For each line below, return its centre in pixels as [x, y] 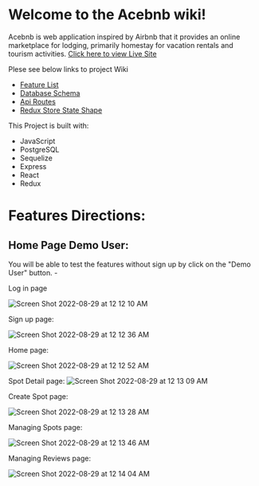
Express [33, 166]
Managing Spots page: [45, 427]
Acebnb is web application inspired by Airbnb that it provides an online [124, 37]
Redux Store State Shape [61, 110]
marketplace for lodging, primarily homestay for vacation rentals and [121, 45]
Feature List [39, 85]
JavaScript [37, 140]
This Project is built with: [49, 125]
